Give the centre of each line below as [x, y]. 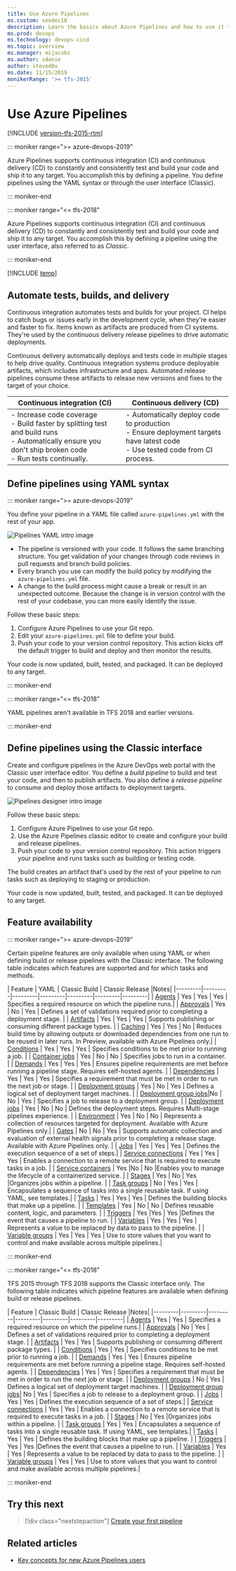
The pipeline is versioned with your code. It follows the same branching [121, 548]
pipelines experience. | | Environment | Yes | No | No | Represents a [105, 1116]
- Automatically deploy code [173, 415]
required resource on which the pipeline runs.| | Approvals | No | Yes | [108, 1327]
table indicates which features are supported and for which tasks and [108, 968]
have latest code [153, 441]
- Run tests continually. [50, 459]
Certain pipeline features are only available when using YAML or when [109, 953]
